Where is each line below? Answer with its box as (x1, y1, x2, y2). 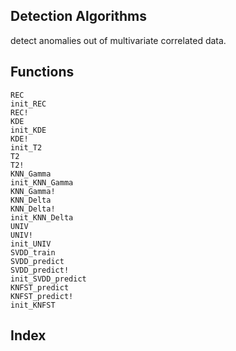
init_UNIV (10, 239, 52, 249)
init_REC (10, 99, 47, 109)
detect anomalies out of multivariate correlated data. (10, 34, 227, 46)
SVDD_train (10, 247, 56, 258)
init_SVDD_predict (10, 274, 87, 284)
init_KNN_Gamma (10, 177, 74, 188)
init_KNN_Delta (10, 212, 74, 223)
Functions (10, 64, 75, 81)
